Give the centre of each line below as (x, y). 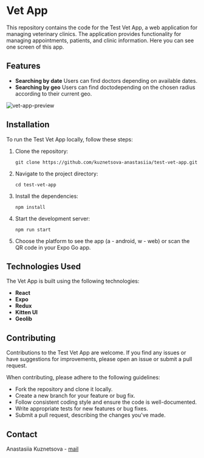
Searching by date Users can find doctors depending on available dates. (106, 80)
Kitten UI (26, 312)
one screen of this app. (35, 47)
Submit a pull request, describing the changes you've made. (90, 415)
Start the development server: (53, 218)
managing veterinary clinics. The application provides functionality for (94, 33)
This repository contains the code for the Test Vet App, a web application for (102, 27)
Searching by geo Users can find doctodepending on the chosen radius (105, 87)
